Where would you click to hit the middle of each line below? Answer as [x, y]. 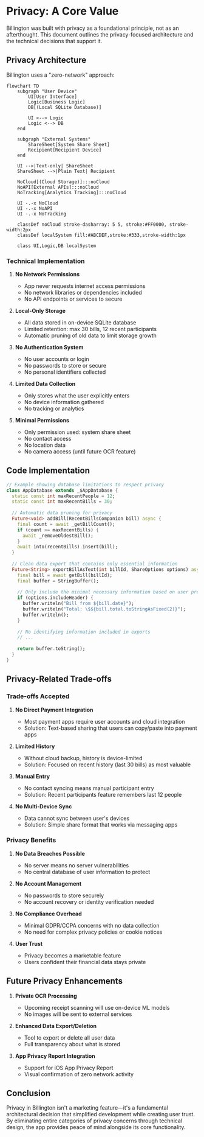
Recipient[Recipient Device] [65, 150]
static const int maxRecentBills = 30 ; [62, 502]
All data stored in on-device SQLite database [80, 323]
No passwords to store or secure [65, 366]
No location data [45, 445]
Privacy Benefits [31, 840]
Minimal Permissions [42, 421]
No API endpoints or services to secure [73, 299]
